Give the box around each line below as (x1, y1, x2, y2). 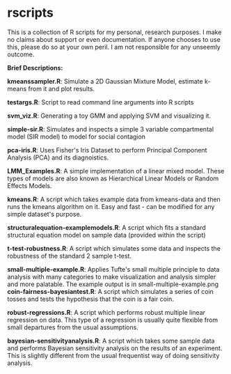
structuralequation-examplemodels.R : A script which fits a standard (7, 223, 207, 231)
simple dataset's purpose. (7, 210, 82, 218)
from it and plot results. (28, 84, 95, 93)
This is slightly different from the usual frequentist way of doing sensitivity (7, 351, 220, 359)
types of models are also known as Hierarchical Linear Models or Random (7, 174, 219, 182)
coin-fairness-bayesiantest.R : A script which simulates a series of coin (7, 287, 214, 295)
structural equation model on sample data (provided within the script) (7, 231, 207, 239)
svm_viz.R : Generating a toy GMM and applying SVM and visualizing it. (7, 111, 211, 120)
